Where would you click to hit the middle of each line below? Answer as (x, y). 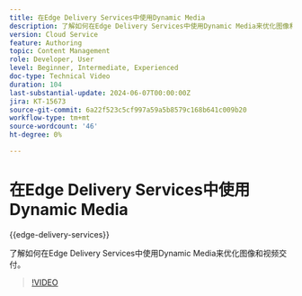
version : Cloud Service (54, 34)
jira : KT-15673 (38, 101)
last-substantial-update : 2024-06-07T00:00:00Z (100, 93)
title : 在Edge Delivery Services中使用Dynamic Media (107, 18)
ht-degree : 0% (36, 135)
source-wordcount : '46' (54, 127)
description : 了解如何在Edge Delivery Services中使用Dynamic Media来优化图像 (150, 26)
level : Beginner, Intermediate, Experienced (94, 68)
